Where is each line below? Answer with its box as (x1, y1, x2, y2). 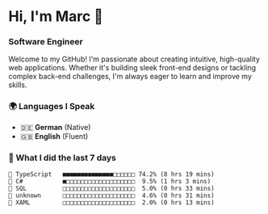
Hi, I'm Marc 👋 (8, 7, 103, 26)
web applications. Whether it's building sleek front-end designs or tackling (8, 63, 257, 73)
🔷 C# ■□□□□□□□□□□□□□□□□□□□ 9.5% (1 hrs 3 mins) (8, 178, 211, 186)
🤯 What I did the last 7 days (8, 152, 117, 163)
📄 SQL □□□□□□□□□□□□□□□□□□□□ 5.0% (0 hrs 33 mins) (8, 185, 216, 193)
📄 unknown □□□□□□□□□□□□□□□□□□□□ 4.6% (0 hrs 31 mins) (8, 191, 216, 200)
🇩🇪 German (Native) (19, 122, 91, 132)
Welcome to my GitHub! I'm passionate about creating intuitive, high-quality (8, 54, 261, 64)
